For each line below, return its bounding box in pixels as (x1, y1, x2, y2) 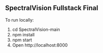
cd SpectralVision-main (12, 26, 60, 32)
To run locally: (5, 17, 34, 23)
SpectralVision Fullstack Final (5, 4, 99, 12)
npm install (12, 31, 35, 37)
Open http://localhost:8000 (12, 42, 68, 48)
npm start (12, 37, 32, 43)
